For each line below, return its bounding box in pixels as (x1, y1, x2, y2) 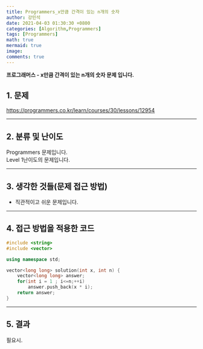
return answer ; (17, 290, 56, 296)
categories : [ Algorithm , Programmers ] (6, 25, 101, 32)
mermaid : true (6, 43, 42, 49)
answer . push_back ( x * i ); (28, 284, 94, 290)
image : (6, 48, 23, 54)
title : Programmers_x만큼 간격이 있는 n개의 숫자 (6, 8, 120, 15)
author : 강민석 (6, 14, 41, 21)
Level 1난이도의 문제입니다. (6, 156, 71, 164)
